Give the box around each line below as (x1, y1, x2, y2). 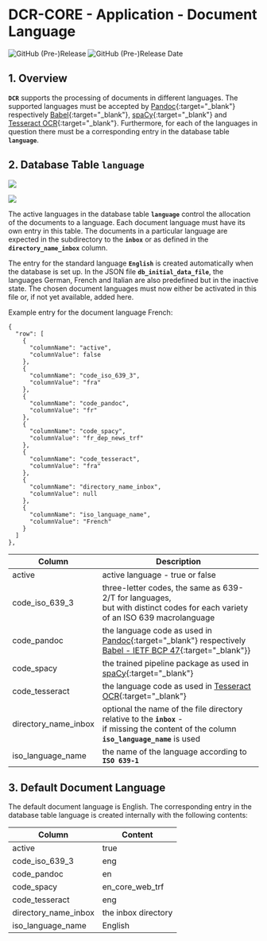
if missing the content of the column (102, 723, 237, 734)
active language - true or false (102, 569, 216, 580)
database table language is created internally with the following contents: (8, 811, 248, 820)
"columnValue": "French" (29, 517, 112, 525)
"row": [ (15, 330, 44, 338)
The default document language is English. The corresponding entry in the (8, 802, 252, 811)
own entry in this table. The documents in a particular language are (8, 226, 228, 235)
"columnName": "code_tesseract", (29, 455, 141, 463)
